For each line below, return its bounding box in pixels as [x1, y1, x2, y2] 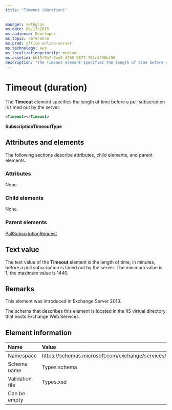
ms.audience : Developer [5, 31, 56, 36]
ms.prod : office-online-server [5, 41, 72, 46]
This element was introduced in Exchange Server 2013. [5, 298, 122, 305]
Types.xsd [41, 378, 67, 385]
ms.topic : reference [5, 36, 50, 41]
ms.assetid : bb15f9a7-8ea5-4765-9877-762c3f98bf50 [5, 55, 116, 60]
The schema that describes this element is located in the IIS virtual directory [5, 308, 166, 314]
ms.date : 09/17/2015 [5, 27, 50, 32]
